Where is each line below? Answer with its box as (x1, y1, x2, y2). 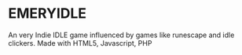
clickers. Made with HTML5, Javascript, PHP (8, 38, 152, 47)
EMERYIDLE (8, 5, 87, 22)
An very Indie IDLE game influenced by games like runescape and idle (8, 30, 235, 40)
